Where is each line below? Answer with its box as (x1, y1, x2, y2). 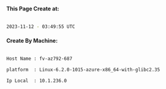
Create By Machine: (6, 37, 58, 44)
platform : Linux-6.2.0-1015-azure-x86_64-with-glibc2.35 (6, 67, 160, 73)
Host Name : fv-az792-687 (6, 55, 72, 62)
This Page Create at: (6, 5, 59, 12)
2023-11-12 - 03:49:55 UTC (6, 24, 75, 30)
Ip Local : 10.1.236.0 (6, 78, 67, 84)
